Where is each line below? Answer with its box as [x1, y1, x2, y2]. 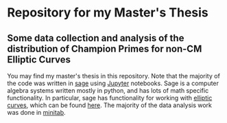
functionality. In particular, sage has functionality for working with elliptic [7, 94, 213, 102]
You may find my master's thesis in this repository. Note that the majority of [7, 72, 221, 80]
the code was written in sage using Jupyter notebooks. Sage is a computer [7, 79, 219, 87]
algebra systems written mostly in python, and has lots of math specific [7, 87, 209, 94]
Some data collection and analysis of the [7, 32, 184, 44]
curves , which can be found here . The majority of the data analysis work [7, 101, 213, 109]
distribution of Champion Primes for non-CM [7, 43, 202, 54]
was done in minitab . [7, 109, 67, 116]
